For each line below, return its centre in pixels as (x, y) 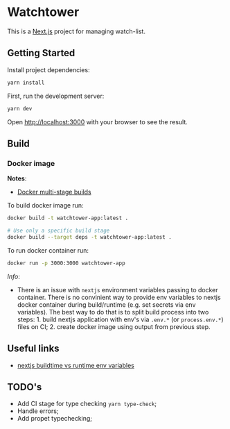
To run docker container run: (48, 250)
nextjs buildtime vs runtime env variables (76, 365)
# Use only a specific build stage (59, 231)
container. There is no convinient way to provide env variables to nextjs (119, 297)
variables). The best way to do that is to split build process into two (113, 312)
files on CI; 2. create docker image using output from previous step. (114, 326)
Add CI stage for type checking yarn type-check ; (87, 404)
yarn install (26, 83)
